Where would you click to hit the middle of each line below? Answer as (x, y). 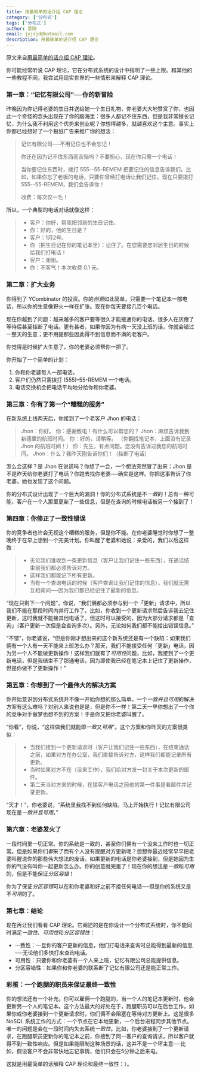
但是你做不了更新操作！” (36, 668)
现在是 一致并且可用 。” (32, 812)
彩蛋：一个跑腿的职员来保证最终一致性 (61, 985)
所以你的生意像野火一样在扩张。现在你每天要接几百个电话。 (89, 306)
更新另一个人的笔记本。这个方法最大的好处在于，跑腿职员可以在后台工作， (98, 1006)
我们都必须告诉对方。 (67, 568)
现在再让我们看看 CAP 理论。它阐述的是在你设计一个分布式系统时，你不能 (97, 925)
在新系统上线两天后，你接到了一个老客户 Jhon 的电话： (74, 418)
